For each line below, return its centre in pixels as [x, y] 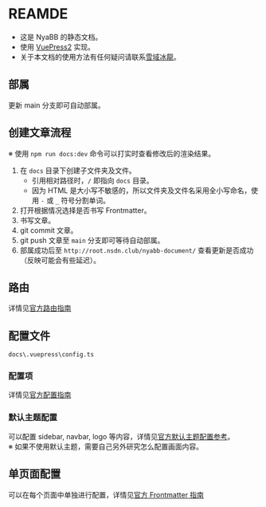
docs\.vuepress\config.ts [51, 355]
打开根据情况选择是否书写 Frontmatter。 [85, 210]
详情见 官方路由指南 [40, 309]
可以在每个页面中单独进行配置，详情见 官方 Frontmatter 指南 [106, 494]
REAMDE [38, 14]
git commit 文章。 [49, 230]
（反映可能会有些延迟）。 [60, 260]
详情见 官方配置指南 [40, 395]
